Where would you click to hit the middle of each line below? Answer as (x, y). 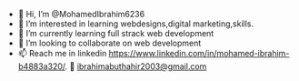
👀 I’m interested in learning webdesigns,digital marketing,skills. (136, 24)
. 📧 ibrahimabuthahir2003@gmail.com (136, 66)
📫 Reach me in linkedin (62, 53)
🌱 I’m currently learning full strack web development (116, 33)
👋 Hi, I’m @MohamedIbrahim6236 (81, 14)
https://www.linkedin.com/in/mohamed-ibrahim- (199, 53)
